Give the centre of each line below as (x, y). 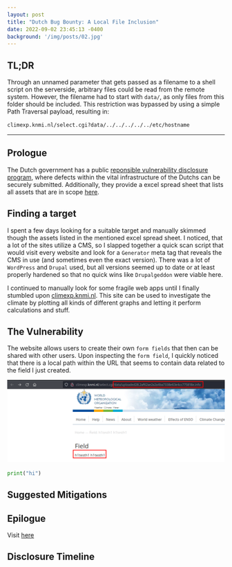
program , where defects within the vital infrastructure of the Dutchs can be (114, 177)
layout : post (26, 15)
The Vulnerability (46, 331)
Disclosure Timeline (51, 557)
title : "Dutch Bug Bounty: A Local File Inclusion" (83, 22)
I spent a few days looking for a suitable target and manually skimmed (107, 230)
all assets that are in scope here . (54, 192)
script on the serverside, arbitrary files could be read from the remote (106, 89)
